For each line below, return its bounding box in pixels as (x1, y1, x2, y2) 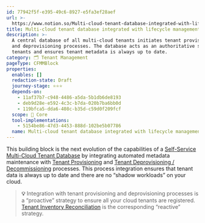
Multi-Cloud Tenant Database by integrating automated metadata (6, 152, 170, 159)
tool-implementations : (12, 117, 70, 123)
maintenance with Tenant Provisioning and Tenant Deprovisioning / (6, 159, 175, 165)
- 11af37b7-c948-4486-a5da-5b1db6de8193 (17, 94, 121, 100)
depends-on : (12, 89, 43, 95)
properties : (6, 66, 37, 72)
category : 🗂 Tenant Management (6, 55, 88, 61)
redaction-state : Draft (12, 77, 72, 83)
